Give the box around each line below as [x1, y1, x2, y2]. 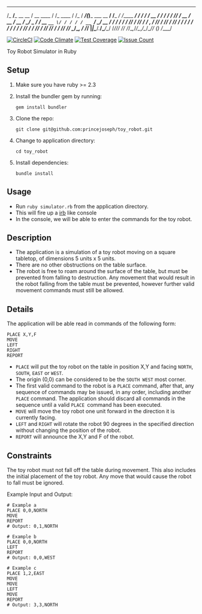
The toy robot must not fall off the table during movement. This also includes [7, 467, 196, 474]
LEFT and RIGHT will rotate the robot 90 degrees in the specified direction [15, 421, 194, 428]
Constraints [7, 450, 52, 461]
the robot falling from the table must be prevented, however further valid [15, 280, 195, 288]
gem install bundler [15, 104, 67, 110]
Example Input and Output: [7, 491, 73, 498]
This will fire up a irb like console [15, 209, 97, 216]
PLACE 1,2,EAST [7, 570, 45, 577]
